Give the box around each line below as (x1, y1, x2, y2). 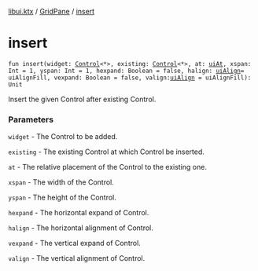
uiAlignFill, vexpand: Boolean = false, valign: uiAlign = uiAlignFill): (8, 74, 252, 82)
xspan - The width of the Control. (8, 178, 114, 187)
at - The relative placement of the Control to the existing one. (8, 163, 207, 172)
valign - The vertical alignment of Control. (8, 254, 146, 263)
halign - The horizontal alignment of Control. (8, 223, 153, 233)
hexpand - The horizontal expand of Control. (8, 208, 149, 218)
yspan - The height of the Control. (8, 192, 116, 203)
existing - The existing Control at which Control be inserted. (8, 147, 205, 156)
